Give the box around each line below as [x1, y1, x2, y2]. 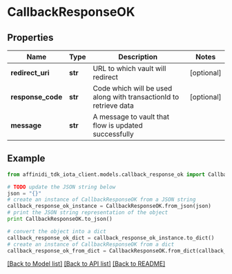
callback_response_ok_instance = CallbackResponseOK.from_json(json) [7, 203, 212, 210]
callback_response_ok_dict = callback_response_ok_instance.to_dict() [7, 234, 215, 242]
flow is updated [93, 121, 143, 130]
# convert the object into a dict [7, 228, 107, 235]
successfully [93, 129, 134, 139]
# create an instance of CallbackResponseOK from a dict [7, 241, 175, 248]
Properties [7, 32, 54, 43]
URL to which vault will [93, 63, 166, 73]
